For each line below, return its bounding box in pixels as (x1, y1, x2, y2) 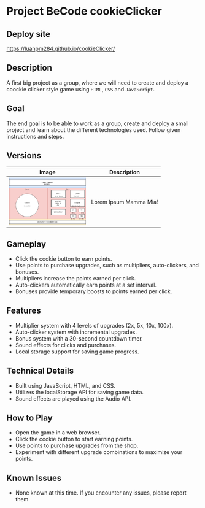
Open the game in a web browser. (15, 429, 101, 436)
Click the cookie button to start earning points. (15, 436, 133, 443)
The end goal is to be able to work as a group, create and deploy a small (6, 120, 189, 127)
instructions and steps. (6, 133, 64, 140)
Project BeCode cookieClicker (6, 4, 163, 18)
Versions (6, 150, 42, 161)
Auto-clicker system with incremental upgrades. (15, 328, 137, 336)
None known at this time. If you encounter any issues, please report (15, 489, 187, 496)
